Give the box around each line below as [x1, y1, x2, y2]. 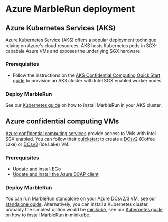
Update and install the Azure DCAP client [12, 171, 99, 177]
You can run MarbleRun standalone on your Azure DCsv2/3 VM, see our [5, 195, 156, 202]
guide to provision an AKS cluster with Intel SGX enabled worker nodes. [12, 78, 163, 84]
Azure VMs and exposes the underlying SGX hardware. [25, 48, 142, 54]
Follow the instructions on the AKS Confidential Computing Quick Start [12, 72, 161, 78]
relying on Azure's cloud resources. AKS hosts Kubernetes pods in [5, 42, 145, 49]
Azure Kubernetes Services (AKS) [5, 24, 116, 32]
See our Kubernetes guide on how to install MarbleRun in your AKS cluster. [5, 102, 162, 108]
